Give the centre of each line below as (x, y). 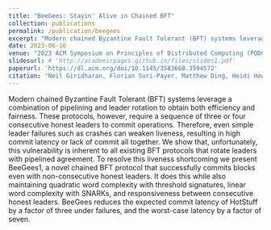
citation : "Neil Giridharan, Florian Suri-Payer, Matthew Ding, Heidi (129, 76)
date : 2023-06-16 (38, 46)
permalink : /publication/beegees (65, 31)
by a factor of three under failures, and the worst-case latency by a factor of (135, 210)
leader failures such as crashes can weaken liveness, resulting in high (124, 133)
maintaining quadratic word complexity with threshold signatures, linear (127, 184)
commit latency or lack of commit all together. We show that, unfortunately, (133, 141)
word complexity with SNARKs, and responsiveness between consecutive (131, 193)
